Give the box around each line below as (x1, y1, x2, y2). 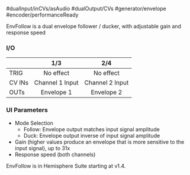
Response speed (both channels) (14, 151, 96, 158)
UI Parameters (6, 106, 49, 114)
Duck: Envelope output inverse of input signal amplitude (23, 132, 160, 139)
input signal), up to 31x (14, 144, 70, 151)
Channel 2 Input (84, 79, 129, 87)
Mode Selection (14, 119, 53, 127)
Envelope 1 (40, 88, 72, 96)
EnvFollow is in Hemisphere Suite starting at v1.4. (6, 162, 126, 169)
